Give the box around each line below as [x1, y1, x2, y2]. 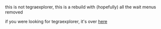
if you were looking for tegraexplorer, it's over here [5, 19, 108, 24]
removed [5, 9, 23, 15]
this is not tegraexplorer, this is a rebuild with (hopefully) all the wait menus [5, 4, 157, 10]
